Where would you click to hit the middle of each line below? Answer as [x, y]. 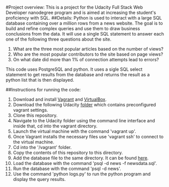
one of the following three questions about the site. [59, 39]
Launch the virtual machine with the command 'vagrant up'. [74, 131]
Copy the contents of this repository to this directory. [68, 153]
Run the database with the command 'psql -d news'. [67, 168]
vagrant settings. [30, 110]
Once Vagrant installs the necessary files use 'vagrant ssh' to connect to [88, 137]
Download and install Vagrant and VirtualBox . [60, 99]
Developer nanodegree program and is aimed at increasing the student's [81, 13]
